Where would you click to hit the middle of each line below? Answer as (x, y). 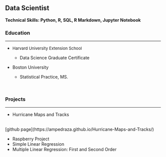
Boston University (30, 67)
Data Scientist (27, 8)
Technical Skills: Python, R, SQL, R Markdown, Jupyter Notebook (73, 20)
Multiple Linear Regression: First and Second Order (64, 150)
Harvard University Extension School (47, 48)
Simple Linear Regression (38, 144)
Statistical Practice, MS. (44, 77)
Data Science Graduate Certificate (55, 58)
